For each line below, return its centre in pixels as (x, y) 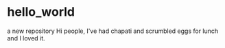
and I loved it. (26, 38)
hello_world (41, 12)
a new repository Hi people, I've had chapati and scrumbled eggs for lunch (113, 31)
